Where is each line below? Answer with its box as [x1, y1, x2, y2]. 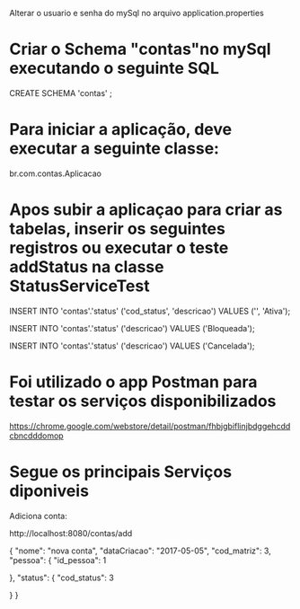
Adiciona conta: [9, 510, 67, 521]
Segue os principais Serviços [9, 462, 232, 481]
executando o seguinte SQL [9, 58, 220, 79]
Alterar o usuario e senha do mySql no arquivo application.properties [9, 8, 265, 18]
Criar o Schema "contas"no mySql [9, 40, 271, 59]
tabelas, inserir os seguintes [9, 219, 226, 239]
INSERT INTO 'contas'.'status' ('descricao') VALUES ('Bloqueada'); [9, 322, 255, 333]
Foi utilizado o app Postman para [9, 372, 258, 392]
